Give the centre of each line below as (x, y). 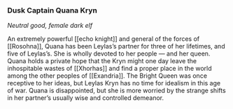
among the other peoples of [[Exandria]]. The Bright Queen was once (107, 76)
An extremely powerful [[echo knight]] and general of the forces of (104, 39)
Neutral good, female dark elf (50, 26)
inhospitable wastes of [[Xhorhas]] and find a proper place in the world (110, 69)
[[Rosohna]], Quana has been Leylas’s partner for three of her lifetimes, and (116, 47)
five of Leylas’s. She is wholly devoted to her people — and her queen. (109, 53)
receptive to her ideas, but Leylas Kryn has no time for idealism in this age (114, 83)
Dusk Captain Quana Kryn (52, 10)
